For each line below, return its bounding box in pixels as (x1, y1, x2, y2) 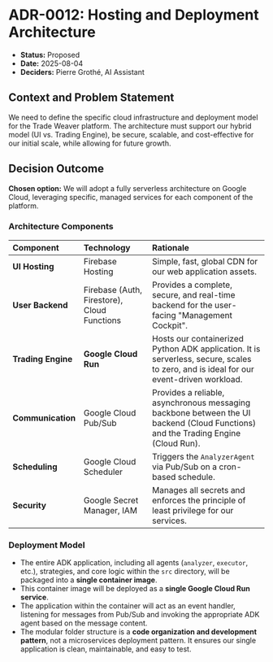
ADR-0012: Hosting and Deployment (8, 6, 259, 24)
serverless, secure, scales (151, 353, 252, 364)
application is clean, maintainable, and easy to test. (19, 644, 192, 654)
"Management (178, 309, 233, 320)
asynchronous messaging (151, 397, 251, 408)
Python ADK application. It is (151, 343, 261, 355)
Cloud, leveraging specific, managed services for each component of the (8, 192, 253, 202)
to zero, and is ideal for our (151, 364, 254, 375)
